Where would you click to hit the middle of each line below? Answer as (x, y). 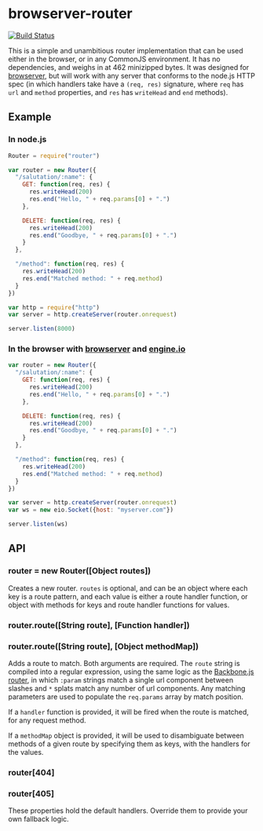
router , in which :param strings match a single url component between (121, 679)
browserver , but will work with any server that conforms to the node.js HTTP (131, 75)
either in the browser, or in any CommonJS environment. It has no (115, 59)
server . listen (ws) (38, 524)
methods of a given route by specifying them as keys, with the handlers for (130, 744)
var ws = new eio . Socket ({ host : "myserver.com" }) (91, 510)
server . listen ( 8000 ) (42, 329)
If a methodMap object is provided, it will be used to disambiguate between (126, 735)
